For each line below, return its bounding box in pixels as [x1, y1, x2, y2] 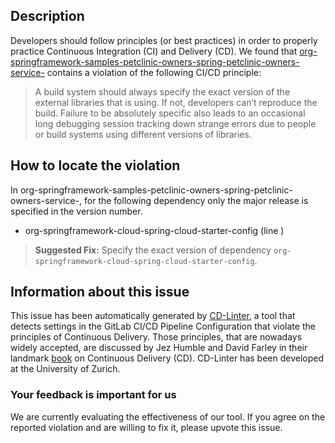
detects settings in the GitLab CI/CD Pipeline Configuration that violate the [10, 320, 316, 333]
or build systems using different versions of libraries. [34, 128, 252, 140]
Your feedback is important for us [10, 388, 177, 402]
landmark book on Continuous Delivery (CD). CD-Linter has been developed [10, 352, 324, 364]
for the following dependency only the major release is [84, 194, 309, 206]
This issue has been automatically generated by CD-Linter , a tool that [10, 310, 296, 322]
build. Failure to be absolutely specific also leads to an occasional [34, 107, 306, 119]
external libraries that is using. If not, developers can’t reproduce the [34, 96, 318, 108]
